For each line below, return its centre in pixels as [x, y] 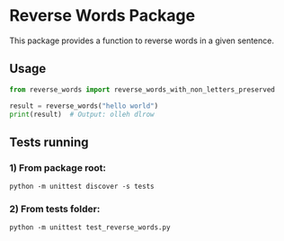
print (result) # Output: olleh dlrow [82, 114]
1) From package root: [58, 167]
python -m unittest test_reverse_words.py [90, 228]
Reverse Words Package [102, 16]
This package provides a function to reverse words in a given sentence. [142, 40]
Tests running [49, 142]
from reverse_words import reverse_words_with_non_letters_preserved [142, 89]
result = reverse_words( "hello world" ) [84, 106]
